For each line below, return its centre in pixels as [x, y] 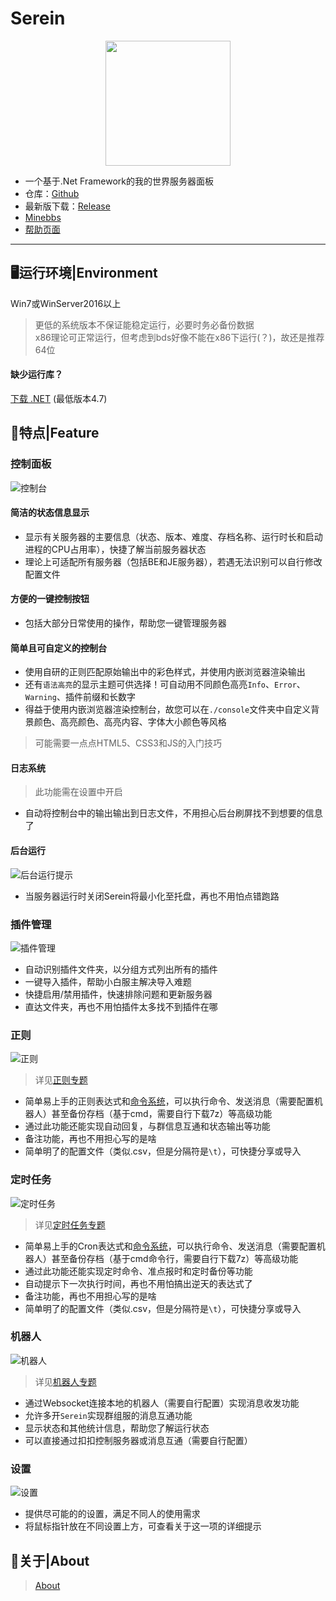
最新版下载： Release [67, 206]
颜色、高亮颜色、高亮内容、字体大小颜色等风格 [130, 722]
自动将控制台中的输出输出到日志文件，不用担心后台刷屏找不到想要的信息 [173, 813]
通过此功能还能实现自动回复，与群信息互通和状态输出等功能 [147, 1126]
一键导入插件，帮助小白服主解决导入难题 [108, 981]
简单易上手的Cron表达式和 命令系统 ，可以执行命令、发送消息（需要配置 [170, 1246]
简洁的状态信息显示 [50, 513]
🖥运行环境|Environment [84, 273]
